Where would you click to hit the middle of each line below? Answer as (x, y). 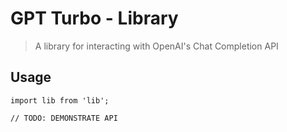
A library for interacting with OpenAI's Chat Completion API (156, 46)
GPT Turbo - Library (94, 18)
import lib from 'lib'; (60, 100)
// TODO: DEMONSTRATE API (64, 118)
